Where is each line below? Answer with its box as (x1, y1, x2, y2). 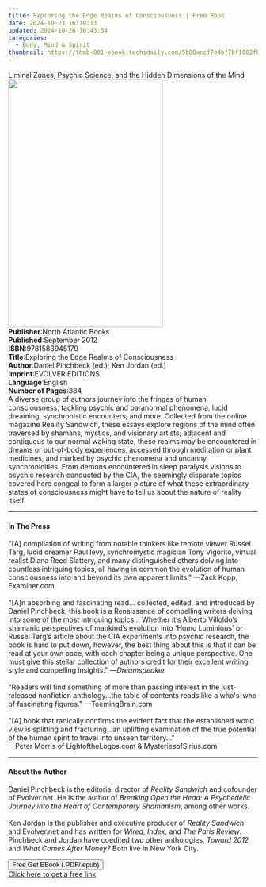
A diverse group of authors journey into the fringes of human (8, 395, 207, 403)
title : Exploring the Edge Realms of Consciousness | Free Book (8, 11, 225, 20)
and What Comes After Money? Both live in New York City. (8, 843, 199, 854)
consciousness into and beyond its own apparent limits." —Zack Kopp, (8, 573, 238, 582)
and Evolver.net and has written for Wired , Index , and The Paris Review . (8, 827, 242, 836)
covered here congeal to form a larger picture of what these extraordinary (8, 479, 249, 488)
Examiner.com (8, 581, 55, 591)
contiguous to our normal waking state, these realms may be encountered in (8, 437, 257, 445)
